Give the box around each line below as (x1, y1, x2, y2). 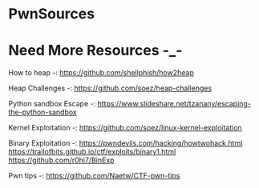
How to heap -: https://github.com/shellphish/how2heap (8, 68, 195, 78)
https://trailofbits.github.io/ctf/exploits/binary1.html (8, 147, 176, 157)
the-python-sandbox (8, 107, 78, 117)
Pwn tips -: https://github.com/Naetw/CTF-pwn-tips (8, 171, 180, 181)
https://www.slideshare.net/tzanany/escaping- (97, 99, 251, 109)
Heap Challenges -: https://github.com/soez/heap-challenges (8, 83, 212, 93)
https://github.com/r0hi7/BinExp (8, 155, 115, 165)
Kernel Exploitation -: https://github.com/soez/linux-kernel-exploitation (8, 123, 242, 133)
